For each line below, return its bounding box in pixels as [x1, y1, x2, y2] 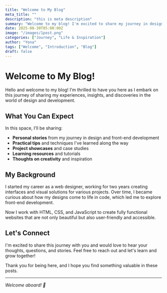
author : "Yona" [5, 40, 37, 45]
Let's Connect [5, 229, 50, 237]
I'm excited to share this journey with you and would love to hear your [5, 242, 148, 248]
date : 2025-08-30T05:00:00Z [5, 26, 64, 31]
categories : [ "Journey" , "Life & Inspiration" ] [5, 35, 106, 40]
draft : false [5, 49, 32, 54]
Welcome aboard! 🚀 [5, 282, 46, 288]
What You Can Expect [5, 112, 74, 120]
